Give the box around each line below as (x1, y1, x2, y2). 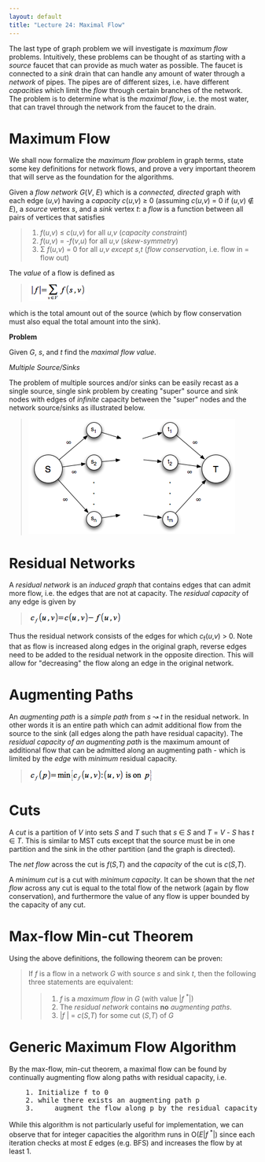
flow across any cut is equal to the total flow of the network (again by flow (9, 883, 249, 893)
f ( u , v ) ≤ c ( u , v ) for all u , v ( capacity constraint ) (39, 228, 188, 238)
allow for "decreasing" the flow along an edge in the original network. (9, 658, 234, 668)
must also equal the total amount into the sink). (9, 317, 161, 327)
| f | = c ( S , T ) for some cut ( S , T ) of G (59, 1010, 174, 1020)
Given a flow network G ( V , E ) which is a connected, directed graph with (9, 187, 241, 197)
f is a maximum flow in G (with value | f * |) (59, 992, 194, 1003)
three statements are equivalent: (28, 977, 134, 986)
